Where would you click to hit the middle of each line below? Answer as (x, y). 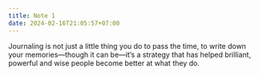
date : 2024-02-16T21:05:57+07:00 (64, 23)
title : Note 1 (32, 16)
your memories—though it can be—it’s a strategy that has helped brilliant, (129, 54)
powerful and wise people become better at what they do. (104, 63)
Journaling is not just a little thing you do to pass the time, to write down (127, 46)
